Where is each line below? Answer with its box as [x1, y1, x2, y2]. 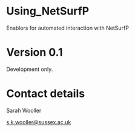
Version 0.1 [6, 45, 63, 59]
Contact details [6, 87, 85, 101]
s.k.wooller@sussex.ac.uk [6, 118, 71, 125]
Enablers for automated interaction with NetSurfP [6, 24, 129, 31]
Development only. [6, 65, 53, 73]
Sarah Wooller [6, 107, 42, 114]
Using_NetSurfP [6, 4, 90, 18]
